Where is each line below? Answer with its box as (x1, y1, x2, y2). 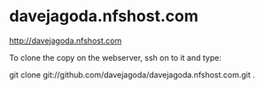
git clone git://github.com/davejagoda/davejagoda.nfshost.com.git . (9, 69, 255, 80)
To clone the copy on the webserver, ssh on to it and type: (9, 52, 221, 63)
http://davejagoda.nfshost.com (9, 35, 122, 46)
